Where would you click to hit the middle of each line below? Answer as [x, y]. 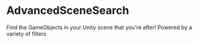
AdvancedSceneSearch [68, 11]
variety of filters [27, 33]
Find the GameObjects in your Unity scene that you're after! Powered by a [99, 27]
